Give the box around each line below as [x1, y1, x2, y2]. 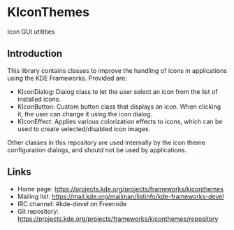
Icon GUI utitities [7, 27, 55, 36]
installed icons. [17, 95, 61, 103]
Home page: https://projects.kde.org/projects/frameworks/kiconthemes [17, 184, 224, 193]
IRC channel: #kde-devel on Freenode [17, 199, 127, 208]
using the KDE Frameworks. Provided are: [7, 74, 127, 82]
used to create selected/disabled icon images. [17, 124, 151, 133]
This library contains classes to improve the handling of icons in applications [7, 66, 228, 74]
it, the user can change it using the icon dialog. [17, 109, 152, 118]
